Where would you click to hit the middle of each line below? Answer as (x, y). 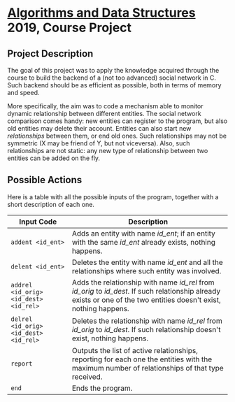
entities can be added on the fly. (54, 158)
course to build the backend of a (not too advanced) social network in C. (112, 78)
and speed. (23, 93)
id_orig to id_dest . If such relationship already (146, 291)
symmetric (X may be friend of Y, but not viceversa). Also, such (99, 143)
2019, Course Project (69, 28)
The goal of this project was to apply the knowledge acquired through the (113, 70)
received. (87, 377)
